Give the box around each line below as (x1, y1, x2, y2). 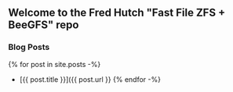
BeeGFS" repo (8, 19, 79, 32)
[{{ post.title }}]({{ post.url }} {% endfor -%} (19, 74, 161, 84)
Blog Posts (8, 42, 50, 53)
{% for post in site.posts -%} (8, 59, 101, 69)
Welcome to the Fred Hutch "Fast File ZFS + (8, 6, 226, 19)
